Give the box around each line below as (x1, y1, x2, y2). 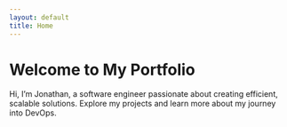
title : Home (9, 21, 53, 30)
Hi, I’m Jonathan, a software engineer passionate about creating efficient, (9, 89, 278, 99)
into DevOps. (9, 107, 57, 118)
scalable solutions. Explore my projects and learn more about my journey (9, 99, 276, 109)
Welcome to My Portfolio (9, 60, 195, 80)
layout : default (9, 12, 69, 22)
